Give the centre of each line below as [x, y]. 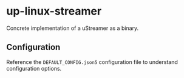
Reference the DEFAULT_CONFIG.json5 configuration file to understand [92, 62]
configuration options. [34, 68]
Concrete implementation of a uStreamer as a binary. [73, 28]
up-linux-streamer [54, 11]
